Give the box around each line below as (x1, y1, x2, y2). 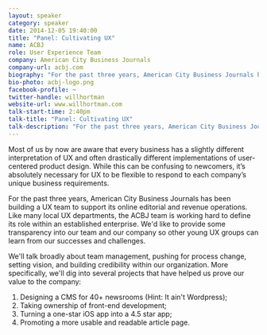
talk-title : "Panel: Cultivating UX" (8, 115, 133, 123)
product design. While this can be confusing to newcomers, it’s (39, 161, 246, 171)
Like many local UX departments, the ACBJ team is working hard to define (8, 210, 251, 220)
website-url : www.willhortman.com (8, 100, 123, 108)
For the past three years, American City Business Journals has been (8, 193, 231, 203)
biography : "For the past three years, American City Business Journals (8, 71, 254, 79)
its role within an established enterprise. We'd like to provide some (8, 219, 226, 228)
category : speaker (8, 19, 69, 27)
